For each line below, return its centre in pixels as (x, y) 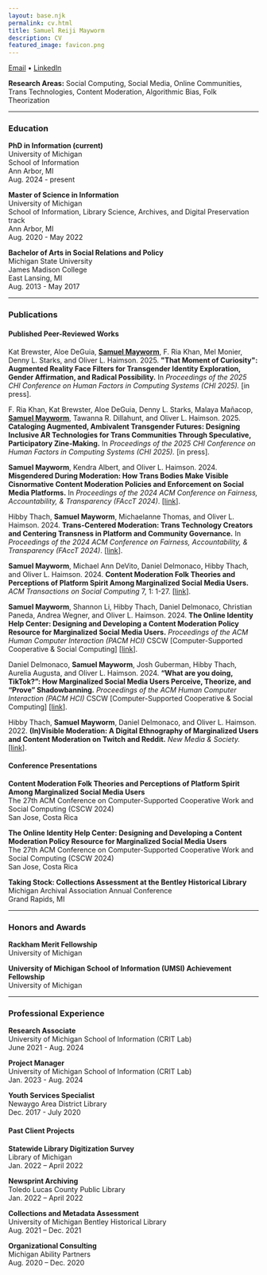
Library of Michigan (41, 1157)
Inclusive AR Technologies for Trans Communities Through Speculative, (130, 434)
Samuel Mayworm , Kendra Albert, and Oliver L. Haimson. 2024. (113, 467)
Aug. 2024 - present (42, 179)
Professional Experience (56, 1013)
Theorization (29, 100)
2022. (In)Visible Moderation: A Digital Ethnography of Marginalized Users (133, 731)
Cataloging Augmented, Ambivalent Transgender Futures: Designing (124, 426)
